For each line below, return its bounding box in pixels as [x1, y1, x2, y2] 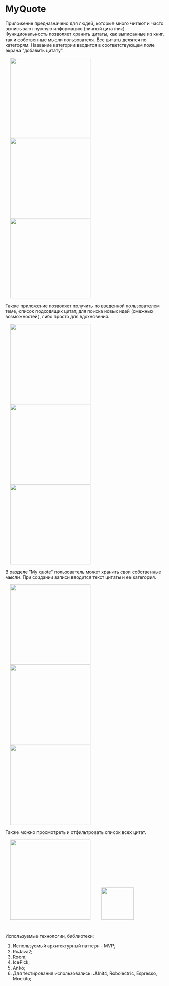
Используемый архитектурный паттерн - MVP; [12, 943, 116, 949]
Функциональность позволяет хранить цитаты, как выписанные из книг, [5, 31, 164, 37]
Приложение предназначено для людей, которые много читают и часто [5, 20, 164, 26]
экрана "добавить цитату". [5, 47, 64, 53]
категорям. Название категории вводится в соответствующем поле [5, 42, 155, 48]
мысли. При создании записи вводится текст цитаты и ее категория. [5, 574, 157, 580]
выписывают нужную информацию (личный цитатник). [5, 25, 126, 31]
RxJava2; [12, 949, 33, 955]
